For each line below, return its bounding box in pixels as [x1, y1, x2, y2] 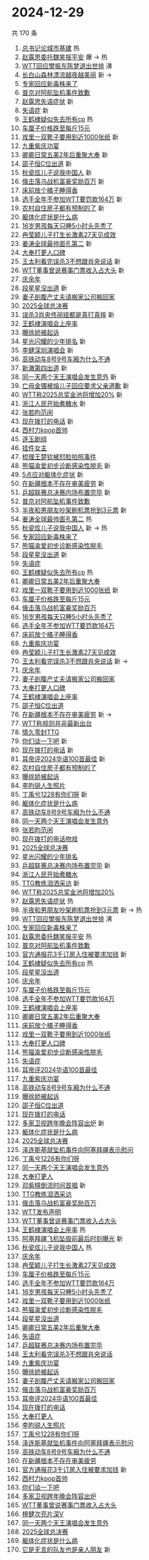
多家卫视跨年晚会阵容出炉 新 [21, 1119, 105, 1127]
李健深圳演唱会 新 [21, 345, 73, 354]
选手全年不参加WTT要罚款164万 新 [21, 195, 123, 203]
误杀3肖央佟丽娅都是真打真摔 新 [21, 310, 115, 318]
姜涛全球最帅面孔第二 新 [21, 239, 93, 247]
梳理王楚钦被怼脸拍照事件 [21, 452, 97, 461]
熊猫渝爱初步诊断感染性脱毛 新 [21, 461, 111, 470]
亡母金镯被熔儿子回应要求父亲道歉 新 [21, 381, 129, 389]
